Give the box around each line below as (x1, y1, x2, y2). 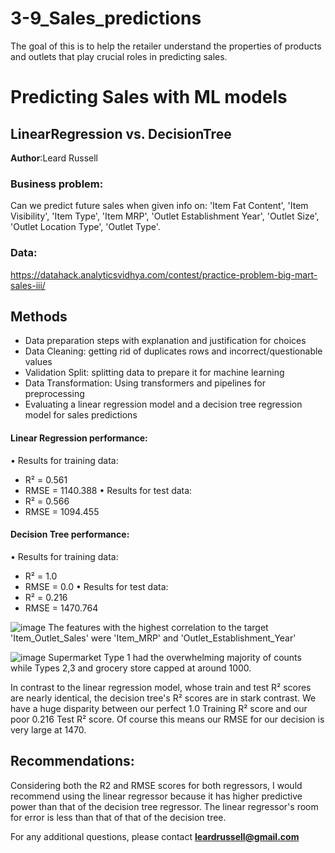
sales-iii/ (10, 279, 46, 291)
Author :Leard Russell (10, 152, 99, 164)
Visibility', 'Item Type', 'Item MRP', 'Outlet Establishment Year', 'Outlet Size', (10, 210, 320, 222)
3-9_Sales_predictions (10, 7, 202, 30)
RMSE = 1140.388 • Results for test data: (24, 484, 193, 496)
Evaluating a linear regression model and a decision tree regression (24, 398, 303, 411)
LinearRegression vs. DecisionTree (10, 125, 232, 142)
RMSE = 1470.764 (24, 602, 99, 614)
